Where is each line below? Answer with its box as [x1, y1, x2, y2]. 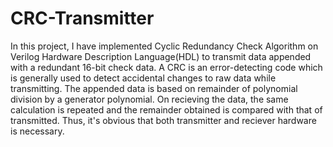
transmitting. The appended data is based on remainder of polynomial [10, 82, 298, 94]
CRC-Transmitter [10, 7, 155, 30]
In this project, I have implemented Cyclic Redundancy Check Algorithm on [10, 40, 319, 52]
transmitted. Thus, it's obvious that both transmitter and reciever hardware [10, 114, 317, 126]
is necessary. [10, 125, 65, 137]
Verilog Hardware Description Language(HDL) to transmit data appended [10, 50, 312, 62]
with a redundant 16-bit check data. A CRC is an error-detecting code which [10, 61, 323, 73]
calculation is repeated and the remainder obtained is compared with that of [10, 103, 323, 116]
